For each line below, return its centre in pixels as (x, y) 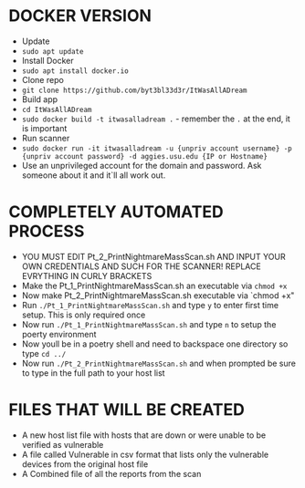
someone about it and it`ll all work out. (94, 175)
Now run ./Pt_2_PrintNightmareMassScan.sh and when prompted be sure (158, 363)
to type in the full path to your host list (93, 373)
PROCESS (47, 231)
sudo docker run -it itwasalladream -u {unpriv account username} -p (157, 148)
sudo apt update (53, 51)
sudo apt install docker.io (75, 71)
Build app (40, 99)
